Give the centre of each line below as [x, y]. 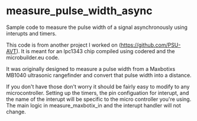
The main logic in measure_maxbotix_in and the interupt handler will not [94, 105]
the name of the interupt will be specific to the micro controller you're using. [99, 99]
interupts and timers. [31, 33]
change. [16, 112]
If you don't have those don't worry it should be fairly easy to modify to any [98, 86]
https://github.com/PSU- [151, 45]
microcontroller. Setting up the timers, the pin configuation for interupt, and [98, 93]
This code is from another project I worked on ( [64, 45]
